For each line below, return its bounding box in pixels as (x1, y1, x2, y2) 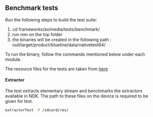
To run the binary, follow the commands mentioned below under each (5, 51, 145, 57)
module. (5, 56, 22, 62)
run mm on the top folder (12, 31, 63, 37)
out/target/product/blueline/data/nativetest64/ (12, 41, 106, 48)
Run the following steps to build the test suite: (5, 17, 97, 22)
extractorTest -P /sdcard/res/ (5, 108, 69, 113)
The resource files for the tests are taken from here (5, 66, 109, 72)
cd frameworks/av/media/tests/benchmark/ (12, 26, 100, 32)
